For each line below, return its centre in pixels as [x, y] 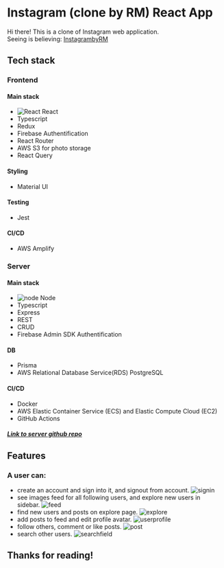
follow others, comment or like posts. [69, 526]
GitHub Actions [38, 418]
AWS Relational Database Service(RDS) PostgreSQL [90, 373]
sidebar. [28, 504]
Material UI [33, 186]
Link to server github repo [45, 434]
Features [26, 456]
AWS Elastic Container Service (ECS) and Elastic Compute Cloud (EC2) [117, 411]
